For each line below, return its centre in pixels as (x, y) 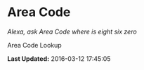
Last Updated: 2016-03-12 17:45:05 (59, 58)
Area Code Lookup (34, 45)
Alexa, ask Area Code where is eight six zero (72, 31)
